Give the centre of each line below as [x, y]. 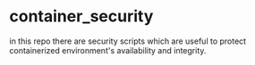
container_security [81, 16]
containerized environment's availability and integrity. [108, 50]
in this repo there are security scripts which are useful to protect [128, 41]
